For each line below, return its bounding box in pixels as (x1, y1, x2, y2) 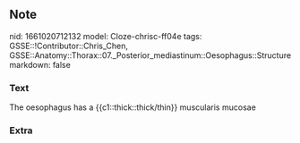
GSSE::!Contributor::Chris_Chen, (9, 40, 128, 51)
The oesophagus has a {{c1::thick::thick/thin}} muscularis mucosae (9, 102, 257, 113)
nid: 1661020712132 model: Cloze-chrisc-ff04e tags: (9, 30, 202, 41)
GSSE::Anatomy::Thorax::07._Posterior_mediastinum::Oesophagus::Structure (9, 49, 292, 61)
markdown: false (9, 59, 72, 70)
